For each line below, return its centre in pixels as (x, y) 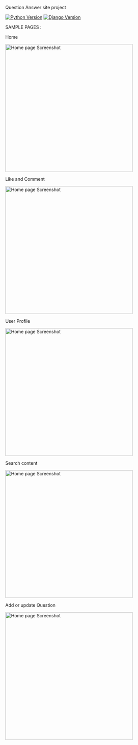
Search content (21, 463)
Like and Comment (25, 179)
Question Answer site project (36, 7)
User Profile (18, 321)
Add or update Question (31, 605)
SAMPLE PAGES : (23, 27)
